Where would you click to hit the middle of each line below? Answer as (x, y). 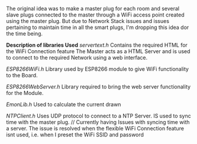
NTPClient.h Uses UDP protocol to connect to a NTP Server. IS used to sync (98, 116)
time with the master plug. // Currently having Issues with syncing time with (98, 122)
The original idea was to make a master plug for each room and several (93, 9)
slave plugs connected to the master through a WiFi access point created (95, 15)
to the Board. (22, 75)
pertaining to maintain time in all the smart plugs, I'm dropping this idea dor (98, 27)
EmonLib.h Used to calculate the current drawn (64, 104)
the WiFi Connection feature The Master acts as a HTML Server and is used (98, 51)
